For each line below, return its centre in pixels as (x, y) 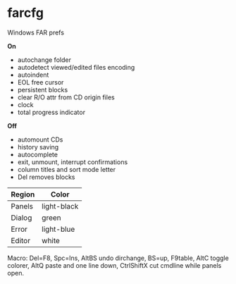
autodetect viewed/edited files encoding (76, 67)
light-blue (58, 229)
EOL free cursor (41, 82)
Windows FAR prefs (36, 32)
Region (23, 194)
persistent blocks (43, 89)
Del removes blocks (46, 177)
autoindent (33, 75)
